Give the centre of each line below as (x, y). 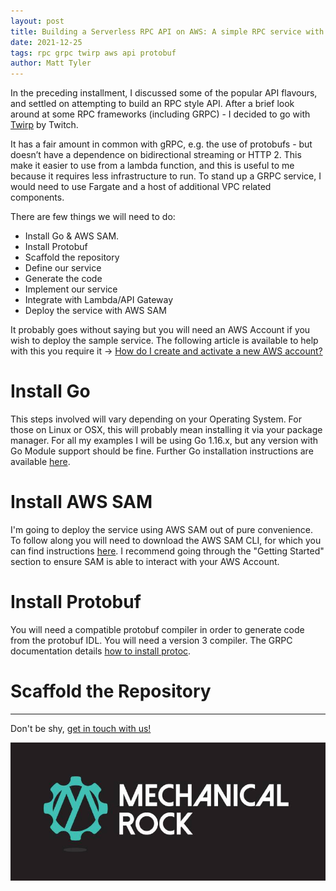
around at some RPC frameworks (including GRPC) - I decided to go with (160, 114)
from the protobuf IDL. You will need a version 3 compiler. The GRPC (151, 640)
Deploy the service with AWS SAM (95, 311)
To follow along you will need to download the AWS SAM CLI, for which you (166, 540)
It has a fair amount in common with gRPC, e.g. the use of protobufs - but (161, 144)
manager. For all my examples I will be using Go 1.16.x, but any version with (164, 441)
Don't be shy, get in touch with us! (81, 728)
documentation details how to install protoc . (101, 651)
